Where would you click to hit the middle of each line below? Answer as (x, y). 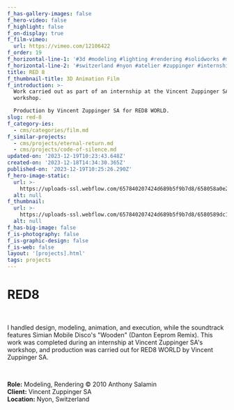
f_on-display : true (36, 33)
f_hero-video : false (37, 20)
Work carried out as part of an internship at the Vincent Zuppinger (116, 91)
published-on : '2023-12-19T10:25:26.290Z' (70, 169)
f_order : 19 (24, 53)
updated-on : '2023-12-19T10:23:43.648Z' (67, 156)
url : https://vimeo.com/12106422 (62, 46)
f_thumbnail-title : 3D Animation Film (63, 79)
